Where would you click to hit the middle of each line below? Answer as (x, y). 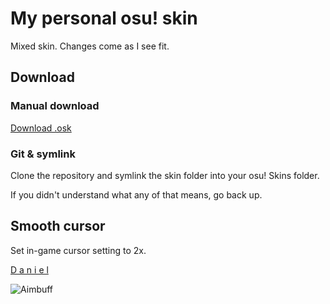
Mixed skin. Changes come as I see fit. (90, 46)
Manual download (55, 106)
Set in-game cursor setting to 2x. (78, 250)
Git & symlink (43, 154)
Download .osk (41, 128)
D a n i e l (29, 269)
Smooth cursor (58, 226)
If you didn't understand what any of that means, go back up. (136, 194)
